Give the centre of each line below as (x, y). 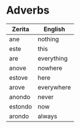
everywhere (54, 87)
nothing (48, 39)
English (54, 29)
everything (53, 58)
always (47, 116)
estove (19, 78)
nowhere (50, 68)
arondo (19, 116)
